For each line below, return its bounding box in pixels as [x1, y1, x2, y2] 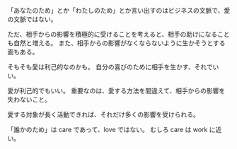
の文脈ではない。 [7, 15, 57, 23]
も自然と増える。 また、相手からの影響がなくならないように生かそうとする [7, 39, 226, 47]
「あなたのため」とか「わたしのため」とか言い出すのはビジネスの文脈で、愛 [7, 6, 231, 14]
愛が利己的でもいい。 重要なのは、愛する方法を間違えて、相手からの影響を [7, 87, 226, 95]
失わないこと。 [7, 95, 51, 104]
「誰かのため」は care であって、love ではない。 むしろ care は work [7, 126, 208, 133]
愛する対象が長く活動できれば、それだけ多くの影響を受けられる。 [7, 110, 200, 119]
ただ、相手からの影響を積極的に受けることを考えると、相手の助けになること [7, 30, 230, 38]
